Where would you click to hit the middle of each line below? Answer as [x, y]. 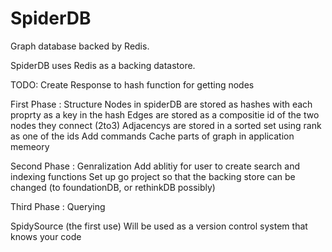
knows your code [46, 236]
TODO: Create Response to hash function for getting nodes [132, 84]
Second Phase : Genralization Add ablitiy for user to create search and [155, 166]
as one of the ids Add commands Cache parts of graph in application [152, 136]
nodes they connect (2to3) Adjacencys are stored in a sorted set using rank [166, 125]
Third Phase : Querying [58, 206]
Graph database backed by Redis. [80, 46]
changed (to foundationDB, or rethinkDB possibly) [113, 187]
